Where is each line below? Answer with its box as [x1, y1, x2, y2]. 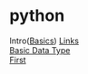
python [9, 5, 65, 26]
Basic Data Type [9, 44, 71, 55]
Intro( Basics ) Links [9, 35, 80, 46]
